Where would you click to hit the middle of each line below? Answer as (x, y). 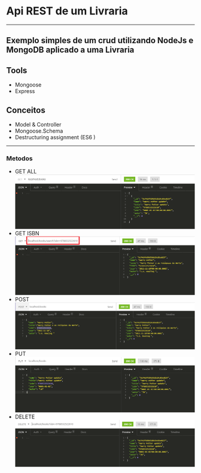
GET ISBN (27, 233)
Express (25, 91)
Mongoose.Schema (39, 131)
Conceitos (26, 110)
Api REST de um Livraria (67, 11)
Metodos (19, 158)
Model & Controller (38, 124)
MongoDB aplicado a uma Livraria (70, 50)
